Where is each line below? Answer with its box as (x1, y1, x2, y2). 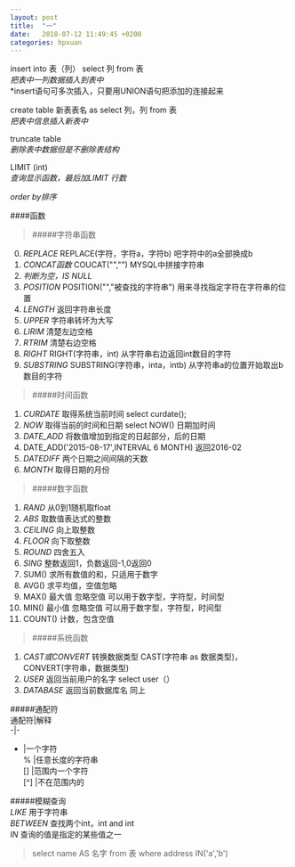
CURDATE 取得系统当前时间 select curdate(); (22, 409, 187, 420)
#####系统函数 (31, 633, 89, 643)
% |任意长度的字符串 (22, 755, 99, 765)
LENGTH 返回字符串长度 (22, 304, 112, 315)
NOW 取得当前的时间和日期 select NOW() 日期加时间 (22, 420, 216, 430)
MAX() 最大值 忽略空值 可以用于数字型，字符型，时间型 (22, 592, 225, 602)
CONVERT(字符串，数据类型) (22, 663, 130, 674)
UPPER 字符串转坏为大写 (22, 315, 114, 326)
